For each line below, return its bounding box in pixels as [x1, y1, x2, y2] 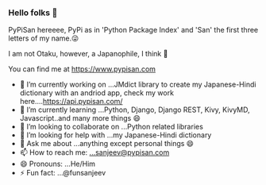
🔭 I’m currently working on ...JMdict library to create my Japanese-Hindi [19, 79, 256, 90]
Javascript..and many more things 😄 [19, 114, 141, 123]
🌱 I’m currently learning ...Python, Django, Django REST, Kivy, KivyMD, [19, 105, 250, 114]
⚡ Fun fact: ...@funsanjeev [19, 168, 106, 178]
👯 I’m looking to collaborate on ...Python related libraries [19, 122, 204, 132]
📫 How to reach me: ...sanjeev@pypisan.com [19, 148, 170, 157]
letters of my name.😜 [8, 33, 79, 43]
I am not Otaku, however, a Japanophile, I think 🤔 [8, 49, 168, 59]
